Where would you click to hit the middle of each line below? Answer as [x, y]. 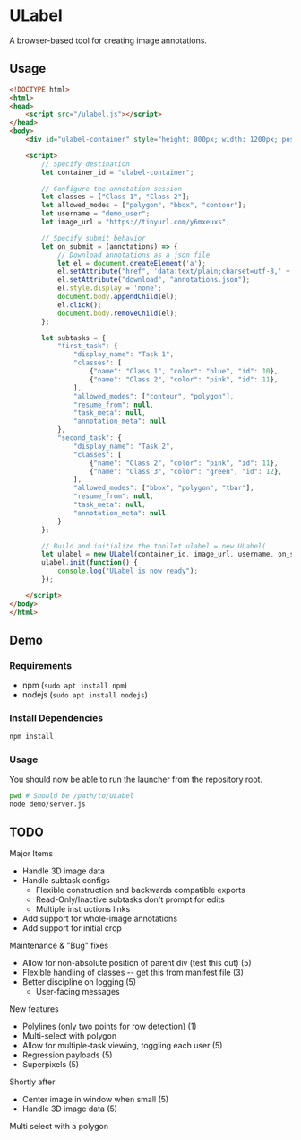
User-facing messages [77, 992]
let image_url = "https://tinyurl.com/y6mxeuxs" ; [136, 222]
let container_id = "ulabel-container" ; [118, 172]
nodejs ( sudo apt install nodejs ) [85, 695]
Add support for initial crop [72, 928]
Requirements [41, 665]
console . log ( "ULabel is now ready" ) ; [128, 571]
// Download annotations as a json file [133, 255]
